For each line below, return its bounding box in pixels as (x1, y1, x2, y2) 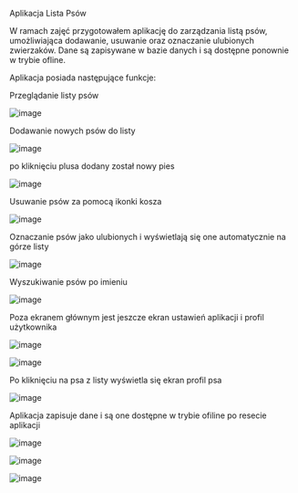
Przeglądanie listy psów (9, 90, 99, 100)
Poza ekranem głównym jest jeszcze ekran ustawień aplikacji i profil (9, 312, 264, 322)
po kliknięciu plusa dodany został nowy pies (9, 161, 175, 172)
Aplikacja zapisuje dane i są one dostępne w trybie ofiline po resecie (9, 410, 267, 421)
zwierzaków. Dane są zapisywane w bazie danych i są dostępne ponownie (9, 45, 290, 56)
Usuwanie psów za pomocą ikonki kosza (9, 196, 162, 206)
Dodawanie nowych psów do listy (9, 125, 136, 136)
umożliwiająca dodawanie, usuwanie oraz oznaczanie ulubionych (9, 36, 255, 46)
